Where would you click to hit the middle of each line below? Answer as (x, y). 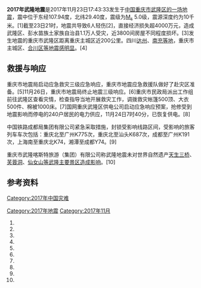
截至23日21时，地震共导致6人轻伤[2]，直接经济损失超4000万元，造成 (109, 25)
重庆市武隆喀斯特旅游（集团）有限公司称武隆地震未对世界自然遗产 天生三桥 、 (101, 154)
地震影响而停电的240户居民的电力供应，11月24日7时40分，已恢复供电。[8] (98, 114)
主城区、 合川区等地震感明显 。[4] (47, 48)
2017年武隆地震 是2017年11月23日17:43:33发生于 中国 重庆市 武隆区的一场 (95, 9)
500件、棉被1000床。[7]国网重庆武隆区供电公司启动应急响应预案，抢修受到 (100, 107)
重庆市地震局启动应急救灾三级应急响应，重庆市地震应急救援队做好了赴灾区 (98, 84)
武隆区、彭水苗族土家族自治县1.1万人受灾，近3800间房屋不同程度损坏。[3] (98, 33)
